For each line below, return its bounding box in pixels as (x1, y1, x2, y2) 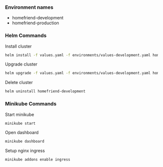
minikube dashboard (5, 139, 45, 144)
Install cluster (5, 43, 32, 49)
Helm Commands (5, 32, 47, 39)
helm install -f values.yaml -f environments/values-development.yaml (5, 52, 151, 57)
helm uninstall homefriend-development (5, 89, 86, 94)
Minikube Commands (5, 100, 57, 107)
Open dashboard (5, 130, 39, 135)
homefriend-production (12, 20, 59, 26)
